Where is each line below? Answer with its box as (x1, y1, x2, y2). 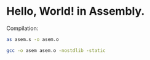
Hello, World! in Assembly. (6, 4, 145, 18)
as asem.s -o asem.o (6, 36, 60, 42)
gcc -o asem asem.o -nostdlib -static (6, 47, 106, 53)
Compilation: (6, 24, 39, 32)
